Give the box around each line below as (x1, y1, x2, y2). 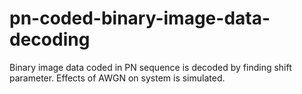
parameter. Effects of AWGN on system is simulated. (9, 72, 226, 84)
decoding (9, 28, 91, 51)
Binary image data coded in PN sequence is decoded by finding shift (9, 61, 292, 73)
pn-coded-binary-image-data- (9, 7, 271, 30)
